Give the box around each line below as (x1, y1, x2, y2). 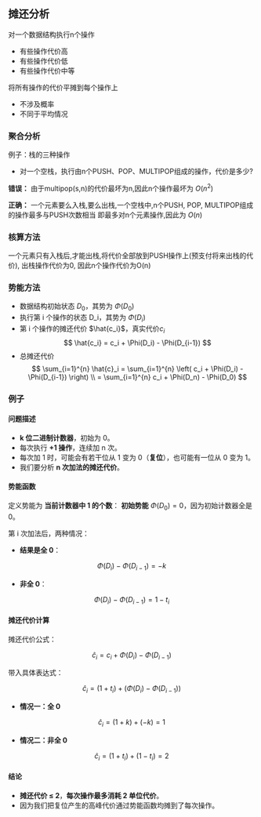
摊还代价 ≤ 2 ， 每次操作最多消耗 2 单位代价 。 (19, 791, 164, 801)
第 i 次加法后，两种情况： (8, 528, 90, 538)
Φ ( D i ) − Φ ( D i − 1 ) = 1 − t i (93, 594, 170, 606)
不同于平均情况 (19, 109, 68, 118)
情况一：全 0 (19, 702, 61, 711)
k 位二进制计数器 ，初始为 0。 (19, 433, 115, 442)
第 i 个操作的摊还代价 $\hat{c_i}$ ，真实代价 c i (19, 324, 165, 335)
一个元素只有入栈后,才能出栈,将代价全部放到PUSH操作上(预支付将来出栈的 (8, 251, 247, 260)
